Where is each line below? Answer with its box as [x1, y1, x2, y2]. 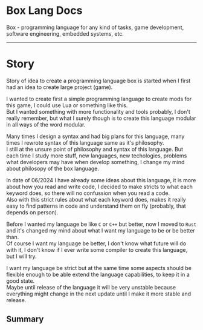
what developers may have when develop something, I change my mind [6, 158, 185, 165]
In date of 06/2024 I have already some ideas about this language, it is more [6, 176, 196, 183]
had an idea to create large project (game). [6, 83, 113, 91]
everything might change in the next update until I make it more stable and [6, 290, 192, 297]
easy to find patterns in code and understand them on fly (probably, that [6, 202, 186, 210]
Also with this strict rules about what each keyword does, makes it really [6, 196, 186, 203]
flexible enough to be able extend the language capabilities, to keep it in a [6, 271, 190, 278]
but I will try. [6, 252, 37, 260]
